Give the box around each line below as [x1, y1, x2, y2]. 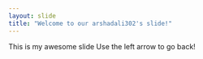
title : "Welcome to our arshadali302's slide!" [8, 19, 173, 27]
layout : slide [8, 11, 57, 20]
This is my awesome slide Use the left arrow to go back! [8, 41, 197, 51]
